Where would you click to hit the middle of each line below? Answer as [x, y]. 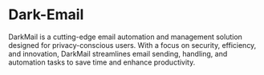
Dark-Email [46, 15]
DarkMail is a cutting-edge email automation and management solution [126, 37]
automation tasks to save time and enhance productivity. [102, 62]
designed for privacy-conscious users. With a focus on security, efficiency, [132, 45]
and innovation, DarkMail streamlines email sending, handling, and [118, 53]
